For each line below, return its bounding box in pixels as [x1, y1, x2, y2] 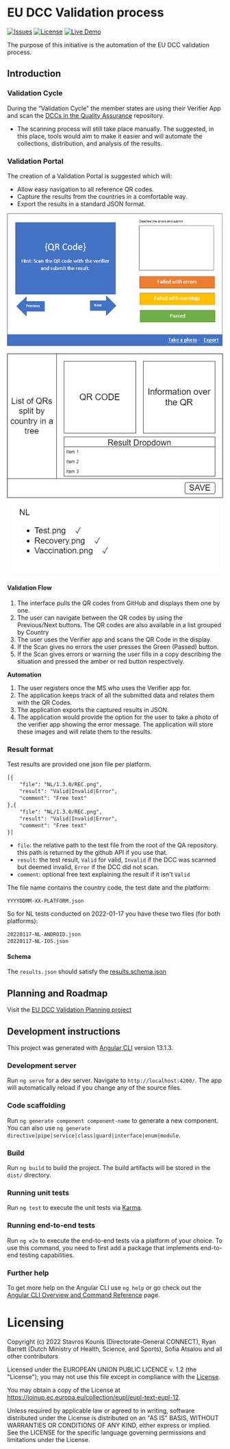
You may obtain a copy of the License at [7, 1386, 121, 1394]
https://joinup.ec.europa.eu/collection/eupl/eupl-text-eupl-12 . [7, 1393, 181, 1401]
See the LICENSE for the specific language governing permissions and [7, 1428, 206, 1437]
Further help [7, 1268, 49, 1278]
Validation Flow [7, 584, 53, 592]
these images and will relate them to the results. [16, 727, 153, 735]
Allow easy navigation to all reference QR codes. [16, 185, 154, 193]
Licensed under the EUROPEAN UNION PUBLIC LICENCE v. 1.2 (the [7, 1365, 197, 1374]
